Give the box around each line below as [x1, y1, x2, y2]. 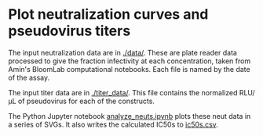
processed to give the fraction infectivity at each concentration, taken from [8, 56, 251, 66]
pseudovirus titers [8, 22, 131, 40]
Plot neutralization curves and [8, 5, 209, 23]
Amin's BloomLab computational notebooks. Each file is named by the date [8, 64, 250, 73]
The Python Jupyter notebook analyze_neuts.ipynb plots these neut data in [8, 111, 251, 120]
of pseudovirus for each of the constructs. [18, 96, 155, 106]
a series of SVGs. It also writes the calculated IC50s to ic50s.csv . [8, 120, 218, 129]
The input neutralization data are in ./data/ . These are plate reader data [8, 48, 238, 57]
